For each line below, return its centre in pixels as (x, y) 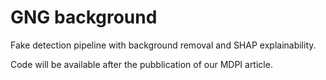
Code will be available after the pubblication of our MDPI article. (141, 64)
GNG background (84, 17)
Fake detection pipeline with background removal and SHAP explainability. (163, 45)
